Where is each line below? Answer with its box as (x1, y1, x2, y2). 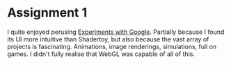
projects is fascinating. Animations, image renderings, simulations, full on (7, 42, 217, 50)
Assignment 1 (7, 5, 88, 21)
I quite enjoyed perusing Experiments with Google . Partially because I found (7, 28, 225, 36)
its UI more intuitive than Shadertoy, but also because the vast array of (7, 35, 209, 43)
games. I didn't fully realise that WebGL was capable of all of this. (7, 50, 195, 58)
